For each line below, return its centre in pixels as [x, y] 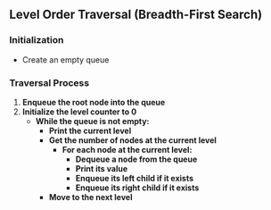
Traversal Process [49, 82]
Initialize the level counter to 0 [79, 112]
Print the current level [90, 130]
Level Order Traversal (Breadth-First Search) [136, 15]
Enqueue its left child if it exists [135, 178]
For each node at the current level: [127, 149]
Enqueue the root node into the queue [94, 102]
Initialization [37, 40]
